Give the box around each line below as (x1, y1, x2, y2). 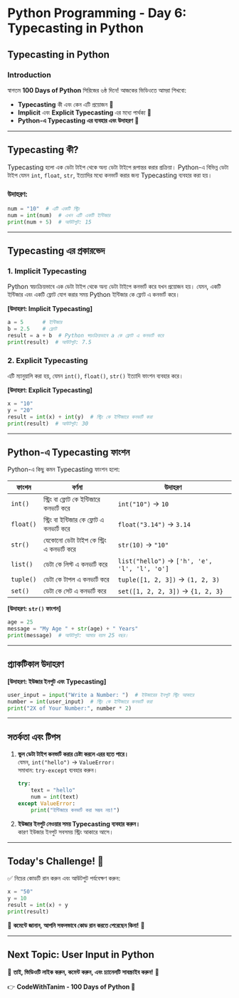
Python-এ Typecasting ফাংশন (7, 446, 130, 458)
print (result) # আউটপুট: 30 (7, 420, 89, 427)
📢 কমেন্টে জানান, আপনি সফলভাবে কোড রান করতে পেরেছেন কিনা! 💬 (7, 920, 145, 930)
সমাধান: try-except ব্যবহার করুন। (17, 766, 98, 774)
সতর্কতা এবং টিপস (7, 731, 60, 743)
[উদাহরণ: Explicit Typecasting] (7, 386, 92, 394)
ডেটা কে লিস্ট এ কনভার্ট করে (43, 560, 108, 569)
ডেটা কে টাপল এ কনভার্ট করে (43, 574, 110, 584)
